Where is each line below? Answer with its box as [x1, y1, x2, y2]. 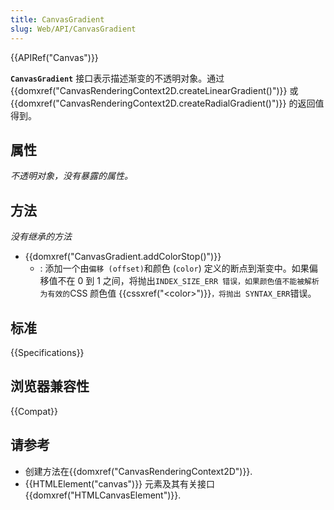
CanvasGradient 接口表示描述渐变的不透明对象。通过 [10, 72, 225, 84]
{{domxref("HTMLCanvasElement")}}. [24, 489, 182, 501]
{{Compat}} [10, 405, 58, 417]
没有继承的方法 [10, 231, 72, 243]
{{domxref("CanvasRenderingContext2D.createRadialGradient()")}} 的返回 [10, 97, 316, 109]
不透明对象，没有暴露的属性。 [10, 170, 133, 182]
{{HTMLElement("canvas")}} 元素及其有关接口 [24, 477, 216, 490]
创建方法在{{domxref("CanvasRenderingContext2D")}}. [24, 465, 253, 477]
